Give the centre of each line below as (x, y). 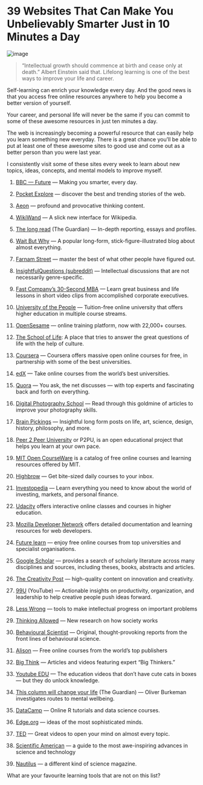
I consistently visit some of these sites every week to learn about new (94, 164)
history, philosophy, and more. (53, 428)
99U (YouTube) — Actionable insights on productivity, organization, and (105, 590)
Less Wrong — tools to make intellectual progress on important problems (106, 609)
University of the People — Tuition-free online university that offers (99, 307)
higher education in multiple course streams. (71, 313)
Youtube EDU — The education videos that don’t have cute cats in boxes (106, 673)
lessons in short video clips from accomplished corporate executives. (102, 295)
